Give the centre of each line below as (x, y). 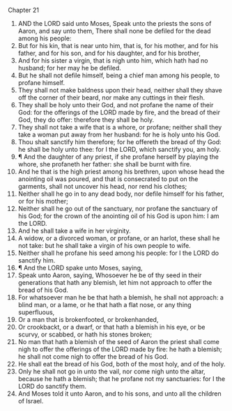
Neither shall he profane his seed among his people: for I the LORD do (118, 253)
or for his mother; (43, 201)
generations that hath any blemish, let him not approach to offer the (115, 282)
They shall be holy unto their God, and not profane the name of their (116, 105)
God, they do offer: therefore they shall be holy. (86, 120)
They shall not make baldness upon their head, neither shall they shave (120, 90)
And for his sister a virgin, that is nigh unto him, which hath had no (113, 61)
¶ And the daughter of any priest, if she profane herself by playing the (118, 157)
